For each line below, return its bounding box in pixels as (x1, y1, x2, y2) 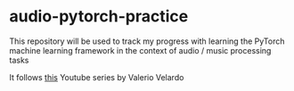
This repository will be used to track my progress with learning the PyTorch (9, 36, 285, 46)
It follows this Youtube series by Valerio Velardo (9, 71, 184, 82)
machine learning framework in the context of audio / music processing (9, 45, 272, 55)
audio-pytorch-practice (9, 6, 189, 27)
